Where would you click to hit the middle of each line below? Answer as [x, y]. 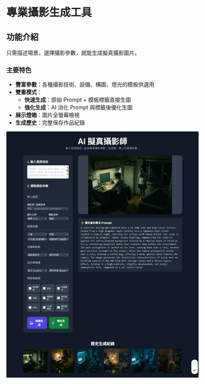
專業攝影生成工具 [49, 13]
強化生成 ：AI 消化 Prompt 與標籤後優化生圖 [78, 107]
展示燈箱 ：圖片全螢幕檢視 [47, 115]
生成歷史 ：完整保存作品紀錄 [50, 123]
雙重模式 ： [29, 92]
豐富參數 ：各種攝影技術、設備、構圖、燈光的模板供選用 [85, 85]
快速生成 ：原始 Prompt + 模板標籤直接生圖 [77, 100]
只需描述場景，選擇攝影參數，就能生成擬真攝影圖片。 [73, 53]
